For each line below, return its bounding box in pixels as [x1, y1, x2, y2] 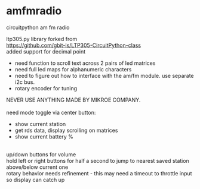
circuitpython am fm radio [6, 24, 70, 31]
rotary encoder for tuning [14, 84, 78, 92]
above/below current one [6, 163, 69, 171]
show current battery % [14, 133, 73, 140]
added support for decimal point [6, 48, 86, 55]
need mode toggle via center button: [6, 109, 96, 116]
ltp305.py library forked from [6, 35, 78, 42]
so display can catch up [6, 176, 65, 183]
